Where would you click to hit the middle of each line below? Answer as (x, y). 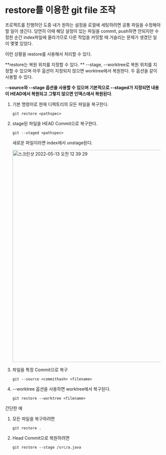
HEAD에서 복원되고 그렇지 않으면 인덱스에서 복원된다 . (61, 94)
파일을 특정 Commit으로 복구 (40, 370)
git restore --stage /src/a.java (47, 447)
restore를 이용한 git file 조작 (61, 10)
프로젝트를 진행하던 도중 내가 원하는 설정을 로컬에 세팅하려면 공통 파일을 (74, 25)
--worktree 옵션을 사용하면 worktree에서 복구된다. (62, 389)
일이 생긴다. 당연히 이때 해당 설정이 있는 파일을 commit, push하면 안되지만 (82, 31)
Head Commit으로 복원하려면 (41, 438)
